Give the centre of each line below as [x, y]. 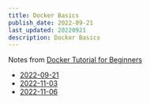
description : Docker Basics [54, 37]
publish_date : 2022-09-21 [51, 23]
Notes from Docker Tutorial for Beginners [75, 60]
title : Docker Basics [44, 15]
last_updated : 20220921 [47, 30]
